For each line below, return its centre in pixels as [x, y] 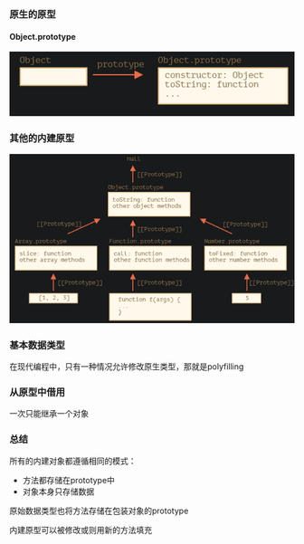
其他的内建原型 [42, 138]
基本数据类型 [38, 345]
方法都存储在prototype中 [69, 480]
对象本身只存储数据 [58, 492]
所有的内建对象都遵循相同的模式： [73, 461]
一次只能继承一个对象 [49, 414]
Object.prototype [43, 36]
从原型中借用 [38, 393]
